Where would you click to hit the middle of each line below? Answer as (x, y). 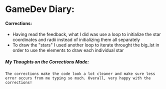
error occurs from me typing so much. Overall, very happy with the (78, 78)
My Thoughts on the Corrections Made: (47, 61)
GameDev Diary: (40, 9)
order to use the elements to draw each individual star (68, 50)
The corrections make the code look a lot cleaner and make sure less (80, 74)
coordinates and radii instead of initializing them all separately (76, 40)
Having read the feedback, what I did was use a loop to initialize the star (86, 34)
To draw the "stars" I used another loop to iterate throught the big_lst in (86, 45)
